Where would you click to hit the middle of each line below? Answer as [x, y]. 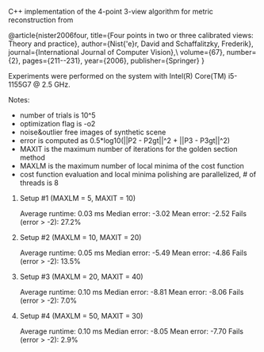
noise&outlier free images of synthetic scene [93, 132]
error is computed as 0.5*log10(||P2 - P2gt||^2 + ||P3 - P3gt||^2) [125, 141]
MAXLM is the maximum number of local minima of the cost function [132, 166]
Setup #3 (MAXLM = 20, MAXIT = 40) [82, 277]
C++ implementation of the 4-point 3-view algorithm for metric [111, 12]
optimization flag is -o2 [57, 124]
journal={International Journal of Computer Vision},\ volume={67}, [117, 52]
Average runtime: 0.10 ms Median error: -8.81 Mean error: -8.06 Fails [132, 292]
